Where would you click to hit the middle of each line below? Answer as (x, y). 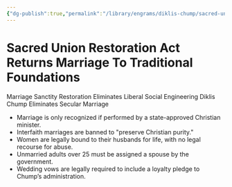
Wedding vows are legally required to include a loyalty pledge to (108, 169)
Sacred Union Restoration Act (93, 47)
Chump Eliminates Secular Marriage (57, 104)
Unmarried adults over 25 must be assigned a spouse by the (103, 154)
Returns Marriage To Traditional (100, 62)
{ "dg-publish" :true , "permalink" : (55, 14)
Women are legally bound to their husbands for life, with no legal (109, 139)
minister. (29, 125)
